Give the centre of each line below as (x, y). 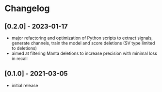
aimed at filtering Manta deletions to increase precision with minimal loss (84, 53)
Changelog (27, 8)
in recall (19, 58)
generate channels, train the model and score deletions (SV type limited (83, 43)
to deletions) (24, 48)
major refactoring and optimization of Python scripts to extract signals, (82, 38)
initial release (25, 85)
